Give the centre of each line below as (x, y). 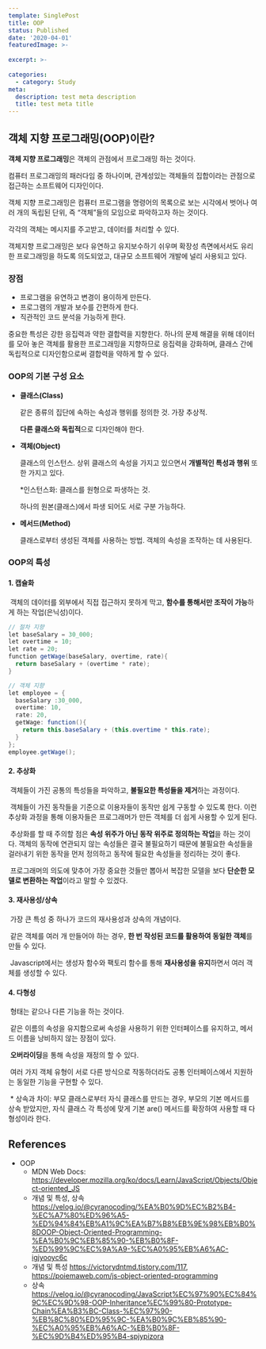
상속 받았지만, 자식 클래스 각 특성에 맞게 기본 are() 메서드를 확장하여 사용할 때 (127, 1109)
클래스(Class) (41, 395)
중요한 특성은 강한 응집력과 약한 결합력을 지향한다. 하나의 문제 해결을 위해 (121, 334)
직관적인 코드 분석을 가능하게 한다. (72, 317)
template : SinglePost (44, 15)
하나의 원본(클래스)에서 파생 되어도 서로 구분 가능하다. (103, 506)
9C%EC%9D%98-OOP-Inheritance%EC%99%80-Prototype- (131, 1302)
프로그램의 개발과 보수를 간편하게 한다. (79, 307)
